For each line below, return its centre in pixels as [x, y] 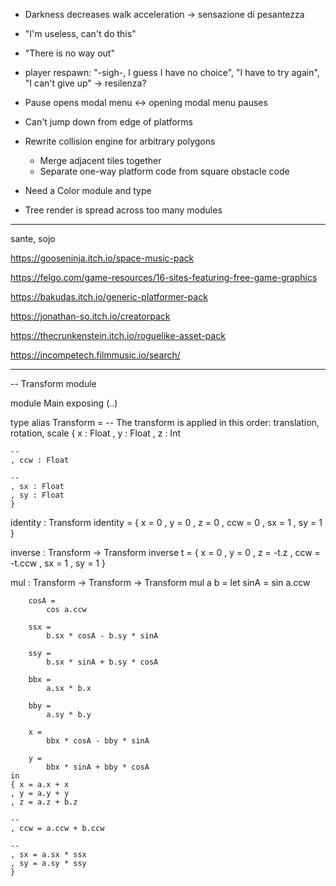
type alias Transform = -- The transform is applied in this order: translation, [165, 422]
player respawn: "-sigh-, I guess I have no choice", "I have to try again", [172, 72]
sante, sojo [33, 238]
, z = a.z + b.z [44, 802]
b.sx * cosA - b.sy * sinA [102, 636]
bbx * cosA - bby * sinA [98, 741]
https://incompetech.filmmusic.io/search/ [95, 355]
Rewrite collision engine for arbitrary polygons [120, 141]
